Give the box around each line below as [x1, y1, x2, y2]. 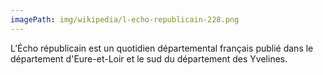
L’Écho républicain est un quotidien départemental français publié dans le [10, 42, 314, 54]
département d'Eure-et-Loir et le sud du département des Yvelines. [10, 52, 288, 65]
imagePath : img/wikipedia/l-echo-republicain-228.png [10, 14, 240, 25]
